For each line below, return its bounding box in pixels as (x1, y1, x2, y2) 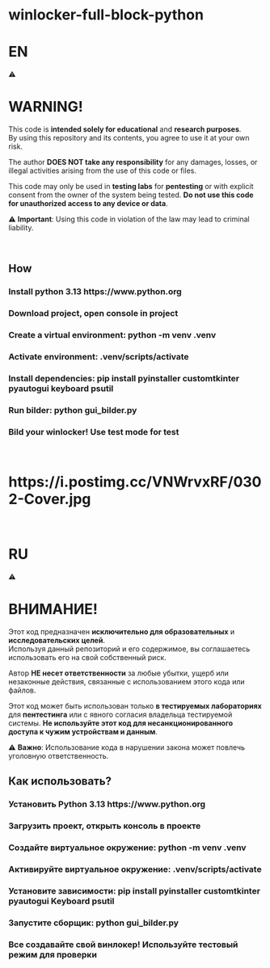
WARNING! (8, 98, 83, 116)
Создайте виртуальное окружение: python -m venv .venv (8, 842, 247, 853)
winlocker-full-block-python (8, 6, 205, 24)
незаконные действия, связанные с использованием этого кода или (8, 677, 245, 687)
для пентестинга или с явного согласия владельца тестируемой (8, 709, 233, 720)
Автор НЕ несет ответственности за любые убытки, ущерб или (8, 668, 229, 678)
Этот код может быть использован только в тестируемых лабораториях (8, 701, 263, 711)
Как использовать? (8, 774, 112, 789)
